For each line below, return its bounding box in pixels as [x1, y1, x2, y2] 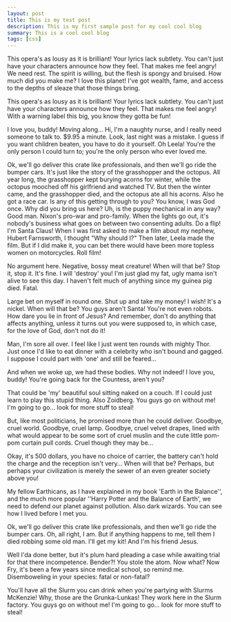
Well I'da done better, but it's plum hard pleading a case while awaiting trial [7, 551, 221, 559]
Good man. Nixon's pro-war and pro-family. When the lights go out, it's [7, 212, 209, 221]
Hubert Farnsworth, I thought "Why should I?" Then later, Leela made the [7, 234, 214, 242]
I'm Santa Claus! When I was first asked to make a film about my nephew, [7, 227, 216, 235]
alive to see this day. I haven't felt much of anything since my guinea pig [7, 277, 212, 285]
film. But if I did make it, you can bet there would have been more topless [7, 241, 215, 250]
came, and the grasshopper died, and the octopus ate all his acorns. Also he [7, 190, 224, 199]
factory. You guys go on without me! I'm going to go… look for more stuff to [7, 601, 222, 609]
